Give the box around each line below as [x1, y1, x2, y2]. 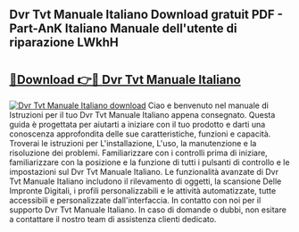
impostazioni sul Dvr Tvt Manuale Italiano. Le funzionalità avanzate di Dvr [9, 167, 279, 177]
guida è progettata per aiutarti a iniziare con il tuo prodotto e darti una [9, 120, 266, 129]
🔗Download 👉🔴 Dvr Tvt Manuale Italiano [9, 71, 241, 87]
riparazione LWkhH [9, 35, 119, 50]
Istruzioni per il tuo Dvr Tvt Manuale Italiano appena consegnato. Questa [9, 110, 276, 120]
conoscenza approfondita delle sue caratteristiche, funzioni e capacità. [9, 128, 271, 139]
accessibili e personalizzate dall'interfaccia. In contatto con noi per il [9, 195, 262, 205]
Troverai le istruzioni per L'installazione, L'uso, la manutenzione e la [9, 138, 257, 148]
